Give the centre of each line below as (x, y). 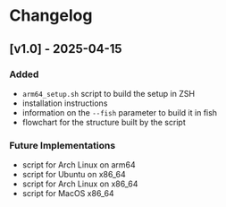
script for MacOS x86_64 (68, 194)
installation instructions (65, 103)
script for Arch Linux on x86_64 (80, 184)
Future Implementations (63, 145)
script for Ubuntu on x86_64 (74, 175)
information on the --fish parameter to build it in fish (119, 112)
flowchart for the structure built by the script (104, 122)
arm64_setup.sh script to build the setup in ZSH (108, 93)
